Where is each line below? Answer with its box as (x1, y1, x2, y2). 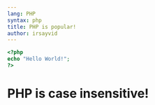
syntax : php (7, 17, 42, 24)
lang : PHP (7, 10, 36, 17)
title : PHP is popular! (7, 23, 77, 30)
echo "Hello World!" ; (7, 55, 71, 63)
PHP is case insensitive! (7, 85, 149, 101)
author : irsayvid (7, 29, 58, 37)
